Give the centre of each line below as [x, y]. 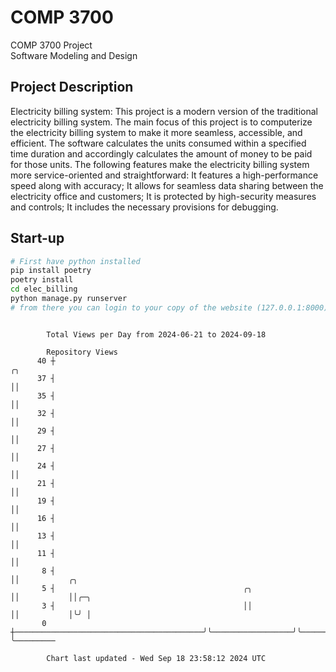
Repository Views [82, 352]
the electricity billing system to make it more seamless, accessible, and [156, 132]
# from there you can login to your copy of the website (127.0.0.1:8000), [171, 307]
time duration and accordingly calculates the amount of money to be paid [161, 153]
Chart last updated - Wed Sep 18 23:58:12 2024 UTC [156, 658]
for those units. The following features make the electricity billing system [160, 164]
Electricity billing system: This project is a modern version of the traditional [164, 111]
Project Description [72, 87]
